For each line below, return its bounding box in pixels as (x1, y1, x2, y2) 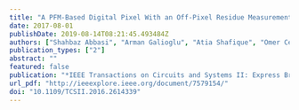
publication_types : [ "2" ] (9, 46, 105, 55)
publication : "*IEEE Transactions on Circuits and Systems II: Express (9, 71, 280, 80)
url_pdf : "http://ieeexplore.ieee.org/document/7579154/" (9, 79, 229, 88)
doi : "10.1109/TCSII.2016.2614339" (9, 87, 141, 96)
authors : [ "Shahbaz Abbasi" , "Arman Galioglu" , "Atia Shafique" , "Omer (9, 37, 280, 47)
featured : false (9, 63, 69, 72)
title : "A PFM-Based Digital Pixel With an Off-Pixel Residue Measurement (9, 12, 293, 22)
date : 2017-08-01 (9, 21, 74, 30)
